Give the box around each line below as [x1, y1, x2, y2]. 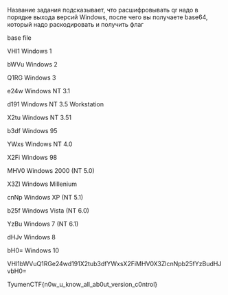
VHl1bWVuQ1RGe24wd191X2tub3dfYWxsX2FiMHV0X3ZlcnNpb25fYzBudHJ [7, 260, 222, 268]
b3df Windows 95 [7, 127, 58, 134]
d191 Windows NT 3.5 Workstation [7, 100, 104, 108]
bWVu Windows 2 [7, 60, 58, 68]
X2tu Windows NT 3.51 [7, 113, 72, 121]
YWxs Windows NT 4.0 [7, 140, 73, 148]
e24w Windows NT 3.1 [7, 87, 71, 95]
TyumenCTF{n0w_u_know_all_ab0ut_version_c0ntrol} [7, 281, 158, 288]
